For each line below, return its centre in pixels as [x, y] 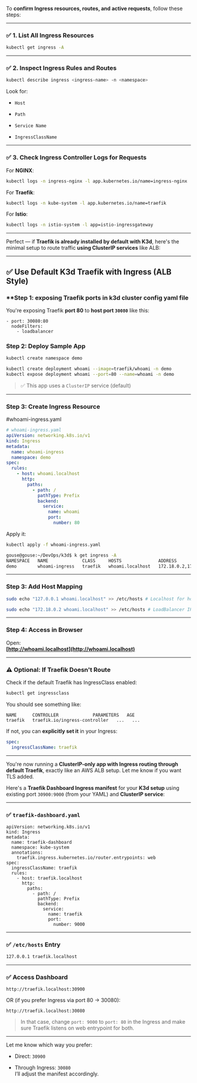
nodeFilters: [27, 326]
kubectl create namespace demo [44, 358]
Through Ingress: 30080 [43, 1068]
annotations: [27, 853]
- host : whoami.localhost [48, 474]
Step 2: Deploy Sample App [46, 346]
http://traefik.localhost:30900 [45, 989]
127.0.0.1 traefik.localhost [42, 957]
